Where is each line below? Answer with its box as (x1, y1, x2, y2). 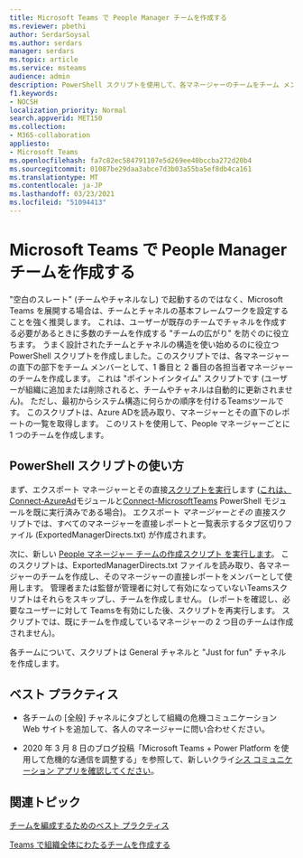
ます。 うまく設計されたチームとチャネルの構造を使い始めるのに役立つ (16, 339, 280, 350)
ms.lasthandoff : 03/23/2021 (9, 190, 115, 199)
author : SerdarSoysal (9, 30, 91, 39)
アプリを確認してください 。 (56, 765, 160, 777)
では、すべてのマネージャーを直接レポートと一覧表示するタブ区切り (32, 518, 285, 528)
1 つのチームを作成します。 (9, 429, 109, 440)
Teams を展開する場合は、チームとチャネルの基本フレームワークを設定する (9, 304, 289, 316)
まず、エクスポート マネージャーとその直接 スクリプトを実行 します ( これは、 (9, 484, 292, 495)
